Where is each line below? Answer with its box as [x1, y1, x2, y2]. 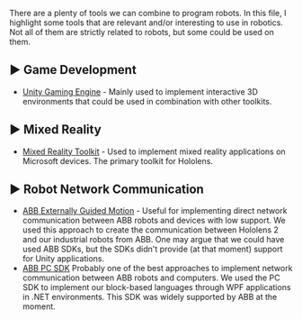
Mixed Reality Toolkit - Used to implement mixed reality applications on [22, 146, 286, 157]
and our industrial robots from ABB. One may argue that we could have [22, 234, 285, 245]
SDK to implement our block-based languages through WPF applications [22, 282, 291, 293]
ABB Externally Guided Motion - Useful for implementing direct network [22, 205, 288, 216]
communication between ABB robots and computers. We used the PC [22, 272, 280, 283]
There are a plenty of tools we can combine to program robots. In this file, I [9, 8, 287, 18]
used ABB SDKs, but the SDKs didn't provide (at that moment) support [22, 243, 283, 255]
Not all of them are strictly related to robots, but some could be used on [9, 27, 274, 37]
